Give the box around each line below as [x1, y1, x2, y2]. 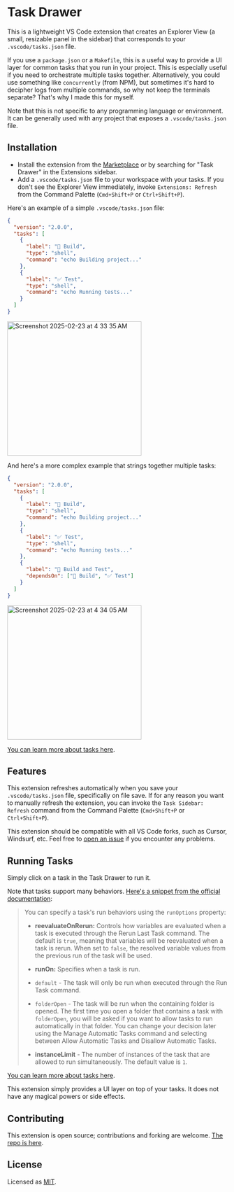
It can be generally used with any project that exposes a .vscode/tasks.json [7, 113, 227, 122]
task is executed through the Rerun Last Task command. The [34, 929, 210, 938]
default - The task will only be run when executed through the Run [34, 979, 228, 987]
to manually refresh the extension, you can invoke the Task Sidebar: [7, 799, 204, 807]
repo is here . [7, 1138, 44, 1147]
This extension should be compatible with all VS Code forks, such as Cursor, [7, 827, 228, 836]
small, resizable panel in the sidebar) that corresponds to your [7, 34, 187, 43]
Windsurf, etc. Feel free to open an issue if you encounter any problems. [7, 834, 216, 843]
